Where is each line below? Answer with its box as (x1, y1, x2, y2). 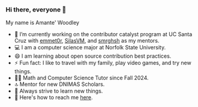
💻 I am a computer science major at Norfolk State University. (14, 44, 166, 51)
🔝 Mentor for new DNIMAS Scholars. (14, 81, 105, 88)
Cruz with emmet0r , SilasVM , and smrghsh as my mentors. (14, 37, 160, 44)
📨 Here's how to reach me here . (14, 94, 94, 101)
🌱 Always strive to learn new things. (14, 87, 103, 95)
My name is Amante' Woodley (5, 19, 79, 26)
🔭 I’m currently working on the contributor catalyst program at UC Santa (14, 31, 193, 38)
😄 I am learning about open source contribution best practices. (14, 52, 172, 60)
